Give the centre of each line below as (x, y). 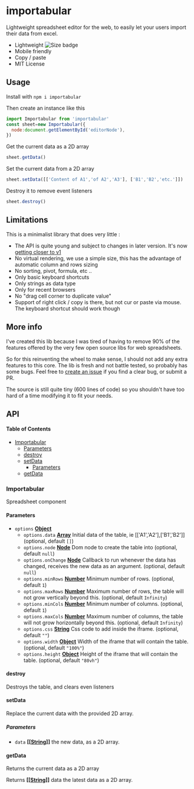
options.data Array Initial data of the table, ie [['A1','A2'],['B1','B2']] (104, 534)
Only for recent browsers (45, 289)
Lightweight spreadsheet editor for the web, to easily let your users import (96, 27)
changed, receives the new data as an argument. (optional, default (104, 566)
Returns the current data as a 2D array (53, 768)
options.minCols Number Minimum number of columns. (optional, (103, 604)
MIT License (30, 64)
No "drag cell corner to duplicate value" (63, 296)
